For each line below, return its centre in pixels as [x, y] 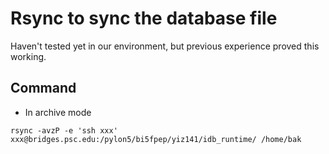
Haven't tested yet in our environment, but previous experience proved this [165, 46]
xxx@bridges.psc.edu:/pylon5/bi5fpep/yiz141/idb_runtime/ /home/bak [156, 139]
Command [43, 88]
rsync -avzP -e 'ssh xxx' [64, 130]
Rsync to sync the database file [144, 18]
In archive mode [58, 112]
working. [28, 56]
